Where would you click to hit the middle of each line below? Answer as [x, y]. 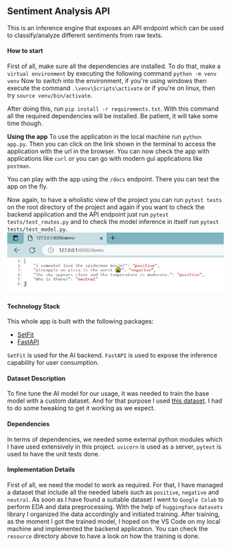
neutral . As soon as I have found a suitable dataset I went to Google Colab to [115, 499]
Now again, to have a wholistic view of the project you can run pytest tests [114, 200]
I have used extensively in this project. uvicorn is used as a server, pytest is [114, 447]
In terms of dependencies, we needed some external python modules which [115, 439]
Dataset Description [36, 378]
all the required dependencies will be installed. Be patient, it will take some [113, 116]
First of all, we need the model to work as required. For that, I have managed [115, 484]
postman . [19, 166]
